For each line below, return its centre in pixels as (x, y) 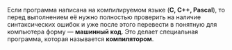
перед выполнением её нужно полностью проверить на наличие (104, 17)
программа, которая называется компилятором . (81, 39)
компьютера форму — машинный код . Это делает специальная (103, 32)
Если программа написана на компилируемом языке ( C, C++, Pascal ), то (116, 10)
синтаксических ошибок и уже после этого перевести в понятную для (112, 24)
